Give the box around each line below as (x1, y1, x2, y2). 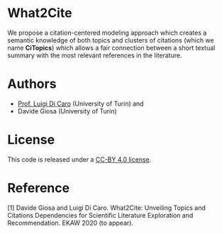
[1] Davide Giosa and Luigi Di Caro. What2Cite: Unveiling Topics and (7, 204, 206, 212)
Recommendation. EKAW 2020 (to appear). (7, 218, 133, 227)
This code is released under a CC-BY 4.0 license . (7, 155, 152, 164)
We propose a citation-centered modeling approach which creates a (7, 28, 207, 37)
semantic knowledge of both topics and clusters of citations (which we (7, 35, 214, 44)
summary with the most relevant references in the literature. (7, 51, 182, 60)
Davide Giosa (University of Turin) (17, 106, 117, 115)
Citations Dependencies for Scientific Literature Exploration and (7, 211, 194, 219)
